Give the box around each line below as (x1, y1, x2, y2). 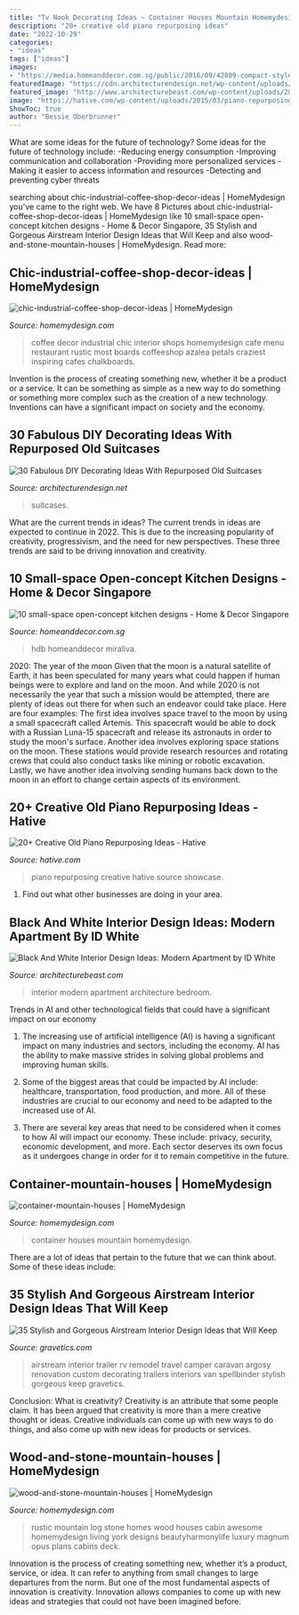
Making (9, 166, 37, 176)
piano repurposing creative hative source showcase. (30, 872, 224, 883)
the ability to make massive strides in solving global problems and (21, 1050, 264, 1061)
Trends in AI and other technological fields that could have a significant (9, 1004, 271, 1015)
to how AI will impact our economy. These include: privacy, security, (21, 1132, 273, 1143)
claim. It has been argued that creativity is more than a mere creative (9, 1405, 262, 1415)
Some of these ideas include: (9, 1261, 117, 1272)
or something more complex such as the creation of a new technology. (9, 392, 269, 403)
